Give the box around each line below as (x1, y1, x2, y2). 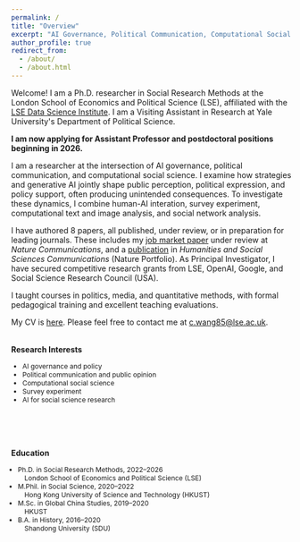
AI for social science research (22, 395, 116, 405)
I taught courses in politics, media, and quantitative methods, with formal (11, 290, 279, 301)
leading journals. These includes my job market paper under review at (11, 234, 268, 245)
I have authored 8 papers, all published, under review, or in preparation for (11, 224, 285, 235)
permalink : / (11, 13, 60, 22)
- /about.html (19, 64, 71, 72)
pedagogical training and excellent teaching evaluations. (11, 299, 219, 309)
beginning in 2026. (11, 142, 84, 153)
